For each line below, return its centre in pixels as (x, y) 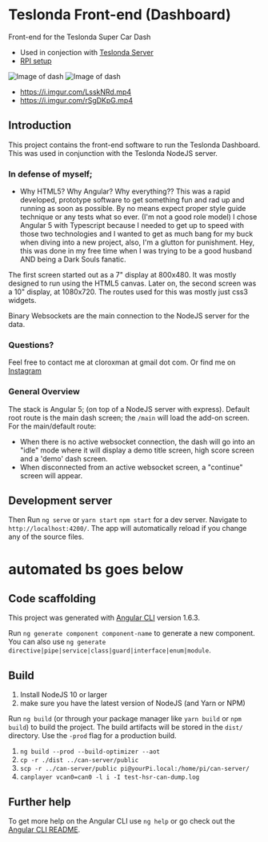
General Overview (44, 392)
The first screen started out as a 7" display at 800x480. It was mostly (122, 275)
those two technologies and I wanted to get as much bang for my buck (136, 234)
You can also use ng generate (57, 642)
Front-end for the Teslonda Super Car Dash (80, 37)
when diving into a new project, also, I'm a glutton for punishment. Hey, (137, 242)
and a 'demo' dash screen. (64, 458)
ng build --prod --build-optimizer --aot (90, 752)
